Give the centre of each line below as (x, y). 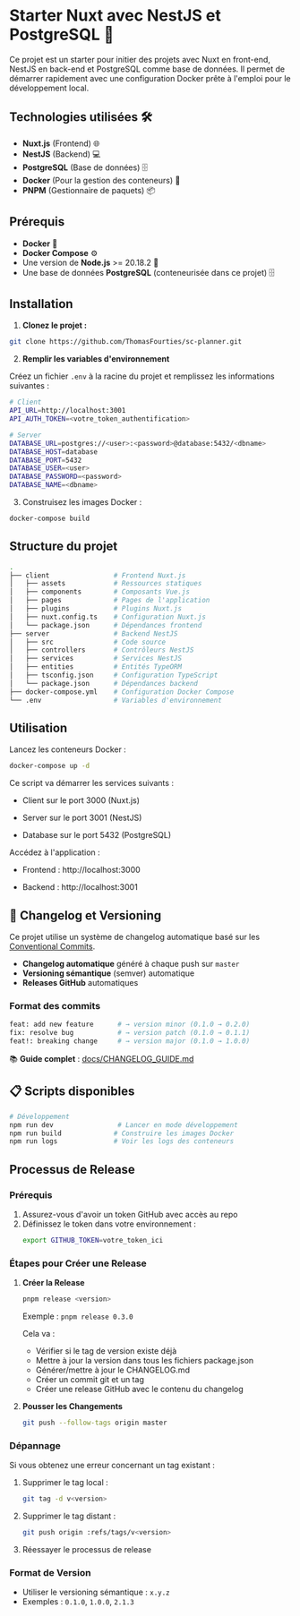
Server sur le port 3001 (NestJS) (82, 818)
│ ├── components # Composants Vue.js (100, 592)
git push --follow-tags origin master (94, 1423)
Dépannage (35, 1445)
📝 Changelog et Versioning (86, 915)
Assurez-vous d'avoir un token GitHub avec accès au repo (130, 1214)
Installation (41, 304)
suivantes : (29, 386)
